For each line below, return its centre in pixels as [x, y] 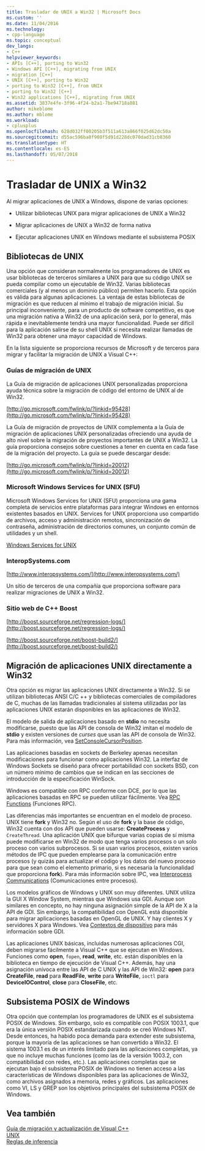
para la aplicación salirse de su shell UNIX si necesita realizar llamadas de [99, 330]
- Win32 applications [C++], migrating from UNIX [71, 97]
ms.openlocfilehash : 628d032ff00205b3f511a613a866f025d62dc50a [89, 132]
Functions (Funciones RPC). [41, 804]
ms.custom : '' [24, 18]
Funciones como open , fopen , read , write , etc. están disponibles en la [95, 956]
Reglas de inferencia [32, 1141]
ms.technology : [26, 29]
